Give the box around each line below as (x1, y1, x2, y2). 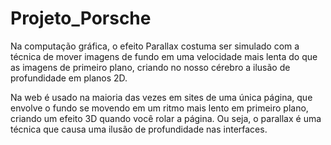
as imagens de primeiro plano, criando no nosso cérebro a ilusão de (10, 61, 291, 73)
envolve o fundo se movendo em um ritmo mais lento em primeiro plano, (10, 102, 309, 114)
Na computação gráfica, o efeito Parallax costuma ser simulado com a (10, 40, 300, 52)
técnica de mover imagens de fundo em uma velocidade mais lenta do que (10, 50, 318, 62)
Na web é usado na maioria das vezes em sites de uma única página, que (10, 91, 313, 103)
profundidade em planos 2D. (10, 72, 128, 84)
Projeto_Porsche (10, 7, 152, 30)
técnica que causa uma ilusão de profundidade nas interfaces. (10, 123, 268, 135)
